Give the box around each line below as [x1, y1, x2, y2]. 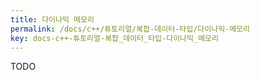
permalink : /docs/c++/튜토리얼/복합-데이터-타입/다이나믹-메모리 [10, 24, 251, 34]
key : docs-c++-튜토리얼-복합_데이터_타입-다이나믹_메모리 [10, 33, 219, 43]
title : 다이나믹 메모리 [10, 14, 95, 25]
